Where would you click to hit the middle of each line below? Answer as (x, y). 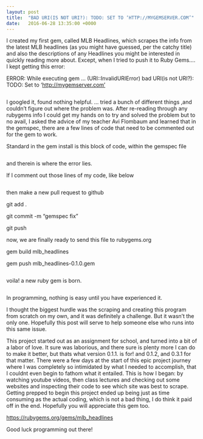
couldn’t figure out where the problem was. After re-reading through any (97, 109)
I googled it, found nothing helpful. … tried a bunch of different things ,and (99, 102)
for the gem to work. (32, 134)
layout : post (23, 12)
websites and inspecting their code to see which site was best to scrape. (97, 386)
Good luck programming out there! (50, 430)
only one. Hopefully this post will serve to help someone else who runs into (100, 323)
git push (17, 228)
